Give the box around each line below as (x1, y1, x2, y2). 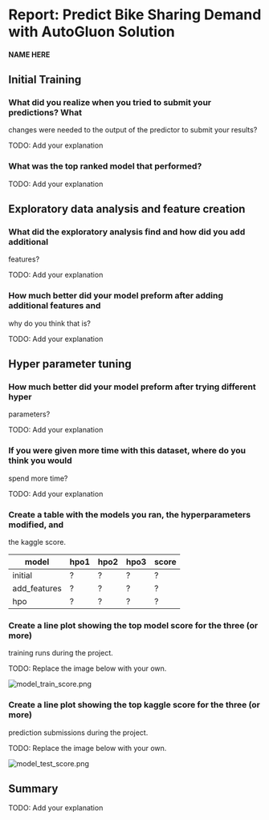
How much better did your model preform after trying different (8, 381, 256, 392)
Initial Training (8, 73, 82, 87)
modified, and (8, 519, 64, 530)
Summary (8, 782, 59, 796)
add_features (12, 583, 63, 595)
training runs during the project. (8, 648, 114, 658)
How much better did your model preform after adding (8, 290, 223, 302)
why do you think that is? (8, 319, 91, 328)
